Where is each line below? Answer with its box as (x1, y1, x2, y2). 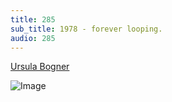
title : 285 (10, 14, 56, 25)
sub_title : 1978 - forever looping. (10, 24, 163, 34)
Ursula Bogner (10, 61, 70, 73)
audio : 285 (10, 33, 56, 43)
